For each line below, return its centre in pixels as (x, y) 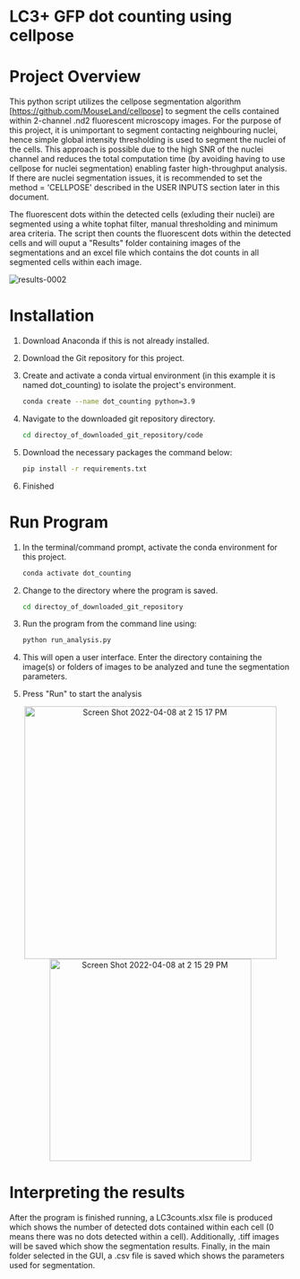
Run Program (59, 522)
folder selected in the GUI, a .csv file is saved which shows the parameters (147, 1256)
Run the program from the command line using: (109, 624)
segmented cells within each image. (76, 262)
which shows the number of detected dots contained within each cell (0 (142, 1227)
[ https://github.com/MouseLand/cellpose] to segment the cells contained (144, 111)
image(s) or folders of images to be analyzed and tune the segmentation (155, 667)
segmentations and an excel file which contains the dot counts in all (134, 252)
